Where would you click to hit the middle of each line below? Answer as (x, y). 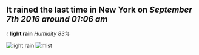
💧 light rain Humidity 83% (38, 33)
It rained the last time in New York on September (99, 10)
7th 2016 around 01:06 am (57, 19)
